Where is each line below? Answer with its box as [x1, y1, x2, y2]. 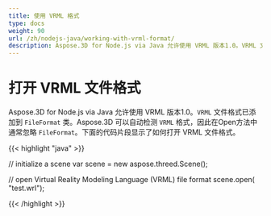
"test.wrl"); [8, 183, 45, 193]
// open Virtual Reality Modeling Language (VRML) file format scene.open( [8, 175, 256, 185]
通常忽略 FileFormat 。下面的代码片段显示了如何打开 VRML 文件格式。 [8, 127, 240, 137]
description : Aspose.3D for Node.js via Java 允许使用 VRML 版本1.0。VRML [8, 42, 256, 50]
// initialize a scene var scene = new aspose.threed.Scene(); [8, 159, 208, 169]
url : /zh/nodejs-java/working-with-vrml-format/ [8, 34, 175, 43]
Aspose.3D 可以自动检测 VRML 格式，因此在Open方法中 [76, 118, 258, 127]
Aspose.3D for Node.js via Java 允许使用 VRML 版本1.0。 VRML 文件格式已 [8, 107, 249, 117]
